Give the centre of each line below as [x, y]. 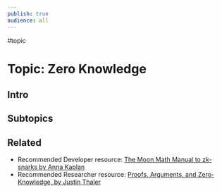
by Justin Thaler [77, 182]
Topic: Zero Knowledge [77, 69]
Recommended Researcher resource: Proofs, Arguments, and [107, 175]
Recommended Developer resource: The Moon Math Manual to [109, 160]
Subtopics [30, 119]
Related [25, 143]
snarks [27, 167]
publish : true [28, 14]
